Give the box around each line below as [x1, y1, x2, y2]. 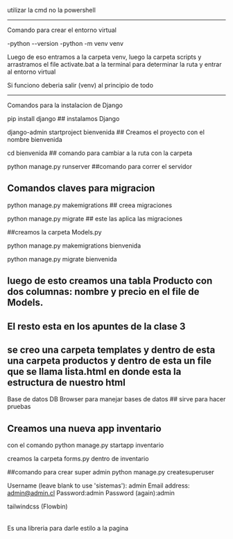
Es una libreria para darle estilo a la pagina [7, 524, 129, 532]
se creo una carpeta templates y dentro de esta [7, 344, 216, 355]
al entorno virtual [7, 67, 56, 76]
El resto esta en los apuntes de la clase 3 [7, 320, 186, 332]
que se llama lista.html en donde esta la [7, 365, 182, 378]
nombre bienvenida [7, 136, 62, 143]
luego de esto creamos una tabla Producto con [7, 275, 213, 287]
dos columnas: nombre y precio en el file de [7, 286, 200, 298]
